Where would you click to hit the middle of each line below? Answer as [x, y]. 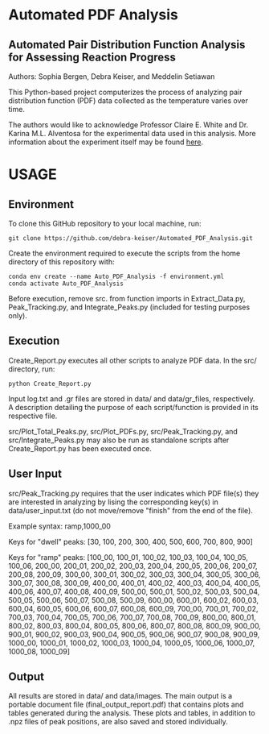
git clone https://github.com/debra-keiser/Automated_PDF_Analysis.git [130, 238]
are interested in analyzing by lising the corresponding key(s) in [114, 502]
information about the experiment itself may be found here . [106, 142]
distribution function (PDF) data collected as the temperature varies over [128, 101]
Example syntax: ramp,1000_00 [59, 526]
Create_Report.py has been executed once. [80, 448]
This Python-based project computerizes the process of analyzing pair [125, 92]
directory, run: [32, 369]
